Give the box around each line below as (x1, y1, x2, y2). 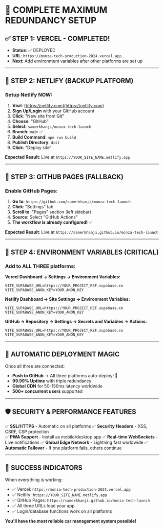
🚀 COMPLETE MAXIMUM (5, 4, 107, 16)
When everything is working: (5, 477, 63, 482)
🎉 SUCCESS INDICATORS (5, 464, 82, 472)
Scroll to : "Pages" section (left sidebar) (12, 209, 91, 215)
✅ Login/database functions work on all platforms (12, 508, 112, 514)
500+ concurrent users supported (12, 388, 83, 394)
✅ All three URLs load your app (12, 503, 75, 508)
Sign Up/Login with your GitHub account (12, 108, 95, 114)
